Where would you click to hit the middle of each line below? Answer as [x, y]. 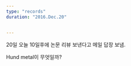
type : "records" [26, 11]
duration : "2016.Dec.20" [36, 17]
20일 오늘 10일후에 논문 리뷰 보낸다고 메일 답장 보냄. [66, 44]
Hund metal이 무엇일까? [34, 57]
